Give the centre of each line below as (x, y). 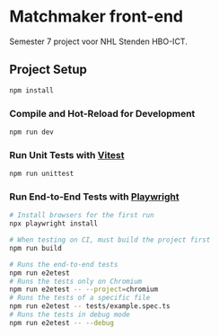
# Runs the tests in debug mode (70, 315)
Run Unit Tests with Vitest (67, 155)
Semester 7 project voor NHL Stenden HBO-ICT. (99, 41)
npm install (31, 90)
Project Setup (48, 70)
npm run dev (31, 132)
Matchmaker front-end (96, 17)
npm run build (36, 248)
